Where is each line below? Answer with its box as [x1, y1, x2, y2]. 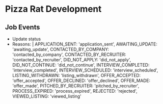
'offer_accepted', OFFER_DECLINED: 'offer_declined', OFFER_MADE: [12, 78, 151, 83]
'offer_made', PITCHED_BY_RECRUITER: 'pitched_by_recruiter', [12, 83, 139, 89]
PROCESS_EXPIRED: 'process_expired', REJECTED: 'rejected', [12, 88, 137, 94]
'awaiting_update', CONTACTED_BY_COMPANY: [12, 47, 109, 52]
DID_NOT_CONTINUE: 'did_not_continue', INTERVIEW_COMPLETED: [12, 62, 150, 68]
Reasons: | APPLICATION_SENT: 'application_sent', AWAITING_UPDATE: [12, 41, 158, 47]
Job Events [5, 23, 40, 31]
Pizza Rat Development [5, 3, 102, 15]
